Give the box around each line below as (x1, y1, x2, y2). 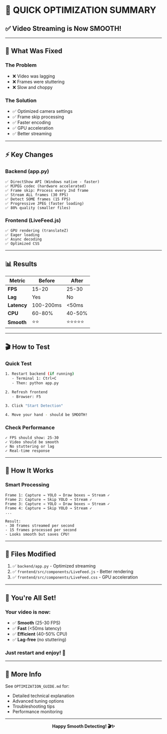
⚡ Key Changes (5, 151, 54, 159)
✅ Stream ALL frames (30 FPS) (5, 192, 69, 197)
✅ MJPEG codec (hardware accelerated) (5, 183, 86, 188)
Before (39, 277, 55, 284)
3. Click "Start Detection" (5, 403, 64, 408)
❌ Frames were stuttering (12, 79, 65, 84)
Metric (9, 277, 26, 284)
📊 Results (5, 260, 37, 268)
